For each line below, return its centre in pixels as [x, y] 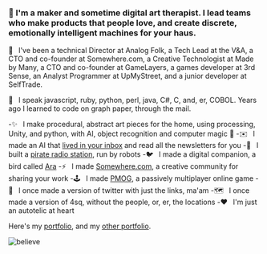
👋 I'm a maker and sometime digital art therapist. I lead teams [129, 13]
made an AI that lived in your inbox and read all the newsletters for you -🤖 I [133, 145]
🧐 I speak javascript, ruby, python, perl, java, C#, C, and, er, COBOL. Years [133, 100]
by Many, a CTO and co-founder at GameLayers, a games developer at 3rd [131, 68]
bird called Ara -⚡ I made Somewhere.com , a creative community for [123, 166]
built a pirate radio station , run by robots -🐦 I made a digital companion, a [132, 154]
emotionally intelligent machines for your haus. [102, 33]
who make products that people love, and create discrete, [123, 23]
